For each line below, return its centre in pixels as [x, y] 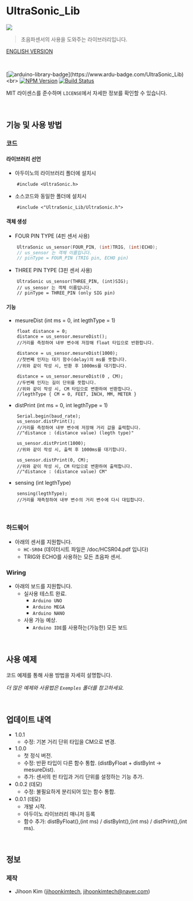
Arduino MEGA [49, 607]
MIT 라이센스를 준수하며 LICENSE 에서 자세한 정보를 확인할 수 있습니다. [87, 93]
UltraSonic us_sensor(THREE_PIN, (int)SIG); [73, 282]
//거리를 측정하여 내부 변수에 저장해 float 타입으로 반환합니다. [86, 343]
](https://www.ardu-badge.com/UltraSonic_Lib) [126, 74]
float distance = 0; [42, 332]
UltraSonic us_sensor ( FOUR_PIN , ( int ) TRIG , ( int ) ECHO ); [88, 247]
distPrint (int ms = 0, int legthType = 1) [61, 406]
